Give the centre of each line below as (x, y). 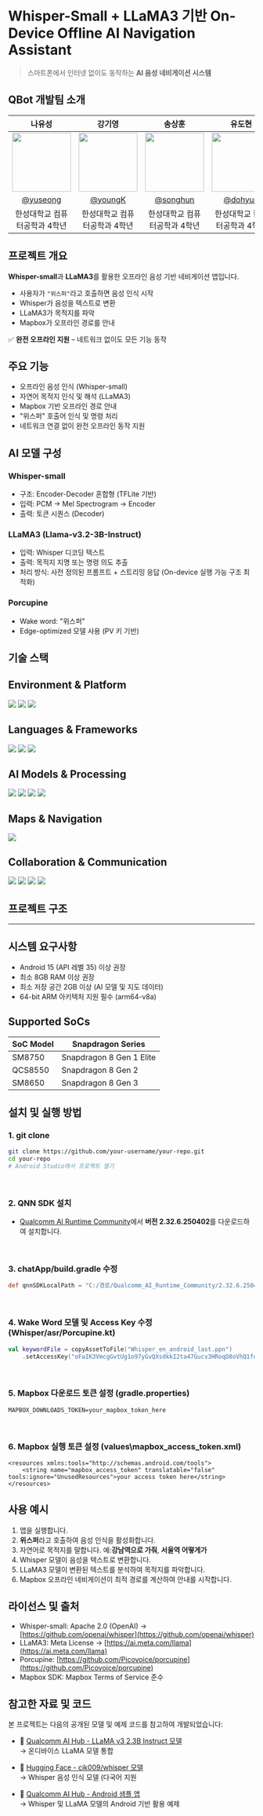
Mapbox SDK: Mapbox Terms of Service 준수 (92, 1677)
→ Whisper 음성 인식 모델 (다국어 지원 (78, 1778)
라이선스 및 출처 (44, 1607)
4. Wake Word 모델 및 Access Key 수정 (80, 1323)
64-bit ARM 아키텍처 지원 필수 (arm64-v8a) (88, 996)
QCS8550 (31, 1070)
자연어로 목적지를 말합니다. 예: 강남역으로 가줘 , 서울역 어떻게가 (113, 1550)
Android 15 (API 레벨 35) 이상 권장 (73, 967)
